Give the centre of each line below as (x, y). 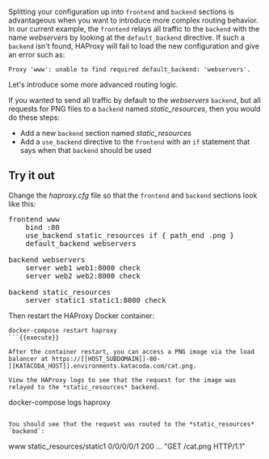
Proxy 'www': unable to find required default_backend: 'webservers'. (130, 70)
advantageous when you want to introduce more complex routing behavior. (133, 20)
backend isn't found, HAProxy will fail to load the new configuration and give (134, 46)
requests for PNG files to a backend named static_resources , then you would (134, 109)
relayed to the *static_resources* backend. (84, 387)
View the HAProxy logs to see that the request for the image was (122, 380)
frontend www (34, 219)
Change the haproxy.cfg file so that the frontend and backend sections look (133, 195)
